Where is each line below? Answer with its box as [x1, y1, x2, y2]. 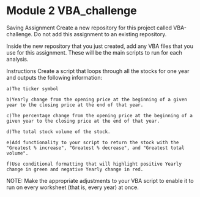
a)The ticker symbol [6, 85, 59, 92]
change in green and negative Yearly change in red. [6, 166, 144, 172]
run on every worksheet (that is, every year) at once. [6, 183, 139, 191]
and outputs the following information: [6, 74, 103, 81]
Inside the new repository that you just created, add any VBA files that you [6, 42, 194, 50]
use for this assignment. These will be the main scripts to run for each [6, 48, 182, 56]
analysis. [6, 55, 29, 63]
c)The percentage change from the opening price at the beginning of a [6, 112, 193, 118]
